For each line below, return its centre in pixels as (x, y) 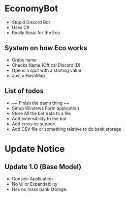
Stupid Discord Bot (31, 22)
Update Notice (35, 149)
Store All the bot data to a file (41, 113)
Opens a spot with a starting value (47, 70)
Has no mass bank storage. (39, 189)
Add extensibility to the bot (39, 118)
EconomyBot (31, 9)
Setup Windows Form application (45, 108)
